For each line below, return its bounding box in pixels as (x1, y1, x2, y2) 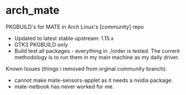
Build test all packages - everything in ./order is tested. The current (14, 47, 180, 54)
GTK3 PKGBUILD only (14, 41, 68, 48)
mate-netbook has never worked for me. (14, 83, 114, 90)
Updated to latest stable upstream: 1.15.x (14, 34, 114, 42)
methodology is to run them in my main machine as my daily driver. (14, 53, 180, 61)
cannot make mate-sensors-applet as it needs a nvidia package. (14, 77, 173, 84)
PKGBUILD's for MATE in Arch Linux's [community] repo (5, 23, 144, 30)
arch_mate (5, 4, 60, 17)
